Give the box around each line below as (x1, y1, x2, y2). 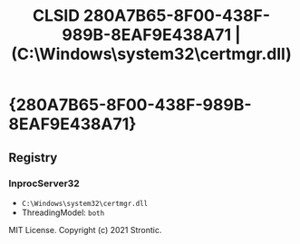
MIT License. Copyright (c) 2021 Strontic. (8, 224, 162, 235)
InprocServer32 (8, 177, 81, 190)
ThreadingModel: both (21, 207, 105, 218)
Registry (8, 150, 58, 165)
